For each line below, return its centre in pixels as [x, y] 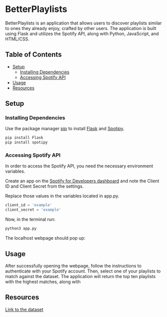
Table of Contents [34, 55]
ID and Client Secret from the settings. [44, 186]
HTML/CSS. [17, 39]
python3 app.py [21, 229]
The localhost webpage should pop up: [45, 238]
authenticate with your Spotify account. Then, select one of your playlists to [83, 271]
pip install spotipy [27, 143]
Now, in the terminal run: [30, 219]
